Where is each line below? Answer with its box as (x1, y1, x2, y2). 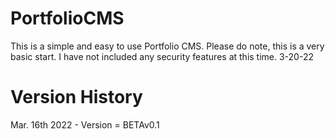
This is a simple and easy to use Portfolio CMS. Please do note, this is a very (10, 40, 325, 52)
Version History (10, 86, 143, 109)
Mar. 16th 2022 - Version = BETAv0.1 (10, 118, 160, 131)
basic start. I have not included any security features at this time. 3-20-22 (10, 50, 314, 62)
